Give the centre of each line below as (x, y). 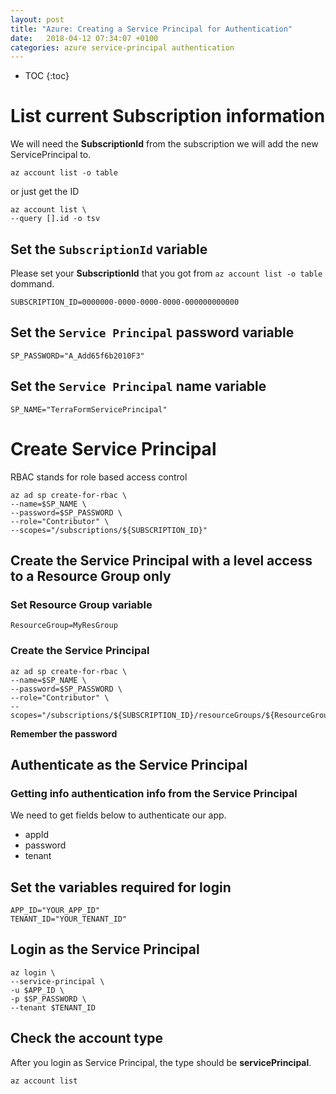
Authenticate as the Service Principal (129, 764)
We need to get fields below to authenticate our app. (118, 815)
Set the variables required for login (121, 887)
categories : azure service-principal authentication (122, 47)
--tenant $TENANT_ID (53, 1007)
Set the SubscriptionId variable (109, 249)
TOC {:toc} (47, 76)
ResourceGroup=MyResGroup (64, 626)
